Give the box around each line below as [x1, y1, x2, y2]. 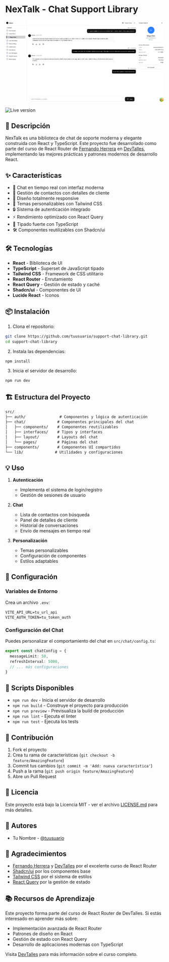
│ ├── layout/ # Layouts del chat [5, 435, 98, 440]
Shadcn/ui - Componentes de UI [12, 287, 81, 293]
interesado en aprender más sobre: [5, 916, 78, 922]
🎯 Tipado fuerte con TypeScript [12, 221, 78, 227]
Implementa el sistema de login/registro [20, 487, 102, 493]
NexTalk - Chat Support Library [5, 4, 139, 15]
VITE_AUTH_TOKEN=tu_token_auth [5, 615, 71, 620]
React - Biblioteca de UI [12, 260, 63, 266]
